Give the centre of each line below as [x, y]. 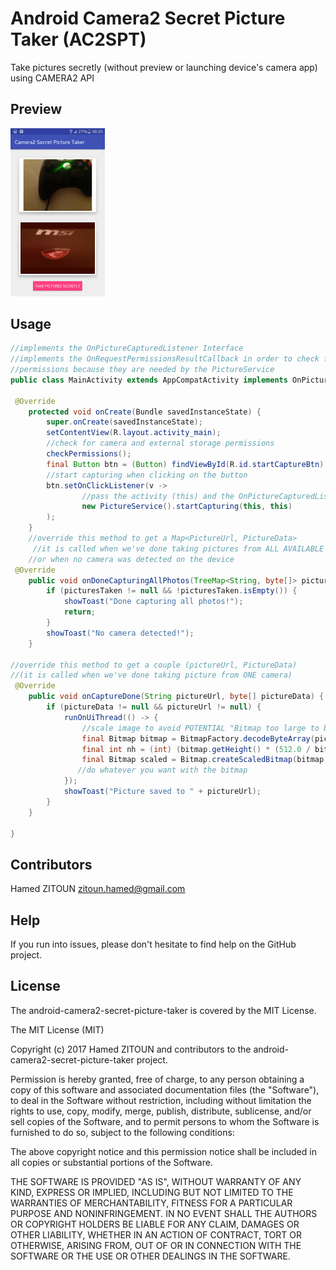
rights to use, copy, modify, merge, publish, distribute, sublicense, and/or [161, 1111]
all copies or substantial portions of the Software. [111, 1162]
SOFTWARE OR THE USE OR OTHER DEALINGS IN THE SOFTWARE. [150, 1256]
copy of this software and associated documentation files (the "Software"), [165, 1089]
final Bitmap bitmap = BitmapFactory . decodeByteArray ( [198, 738]
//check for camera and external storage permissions [160, 443]
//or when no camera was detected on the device [131, 559]
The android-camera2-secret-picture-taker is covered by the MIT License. [163, 1010]
